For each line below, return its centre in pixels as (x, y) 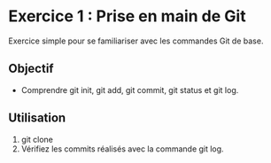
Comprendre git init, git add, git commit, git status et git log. (130, 89)
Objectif (31, 69)
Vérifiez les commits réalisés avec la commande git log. (122, 149)
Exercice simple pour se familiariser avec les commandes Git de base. (136, 41)
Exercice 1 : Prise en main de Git (127, 16)
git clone (37, 139)
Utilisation (37, 118)
